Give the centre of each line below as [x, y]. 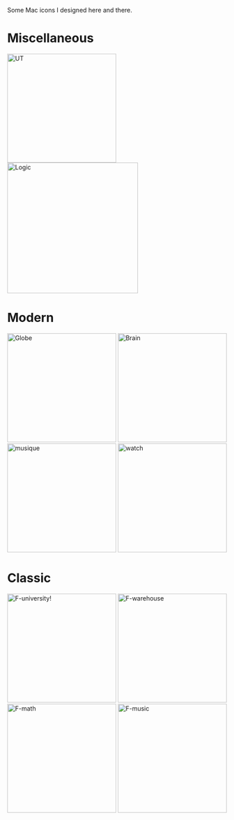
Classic [29, 578]
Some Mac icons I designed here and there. [70, 10]
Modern [31, 318]
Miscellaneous [50, 38]
